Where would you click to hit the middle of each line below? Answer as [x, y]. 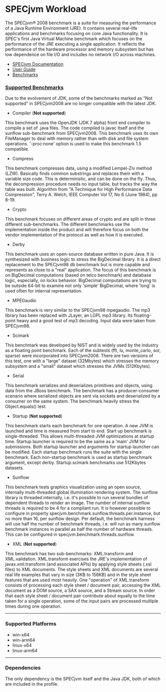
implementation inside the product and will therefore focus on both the [77, 230]
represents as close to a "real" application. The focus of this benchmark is [81, 270]
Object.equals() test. [26, 406]
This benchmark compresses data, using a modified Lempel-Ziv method [79, 168]
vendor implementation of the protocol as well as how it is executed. [75, 235]
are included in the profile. [32, 684]
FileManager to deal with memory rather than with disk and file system [77, 139]
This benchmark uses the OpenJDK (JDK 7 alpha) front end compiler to [78, 123]
